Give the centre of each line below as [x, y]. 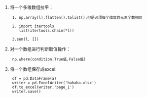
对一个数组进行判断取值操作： [40, 49]
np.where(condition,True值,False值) [49, 59]
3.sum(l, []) [25, 39]
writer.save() [27, 92]
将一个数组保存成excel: [33, 69]
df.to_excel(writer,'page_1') [43, 87]
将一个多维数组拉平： [31, 7]
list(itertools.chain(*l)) [47, 31]
